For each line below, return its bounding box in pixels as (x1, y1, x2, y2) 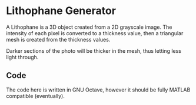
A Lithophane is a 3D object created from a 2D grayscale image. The (6, 23, 172, 31)
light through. (6, 53, 39, 60)
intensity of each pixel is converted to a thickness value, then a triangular (6, 29, 184, 36)
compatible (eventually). (6, 92, 65, 99)
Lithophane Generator (6, 4, 117, 18)
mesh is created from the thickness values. (6, 36, 111, 43)
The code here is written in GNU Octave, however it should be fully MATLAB (6, 86, 191, 93)
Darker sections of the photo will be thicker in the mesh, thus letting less (6, 47, 181, 54)
